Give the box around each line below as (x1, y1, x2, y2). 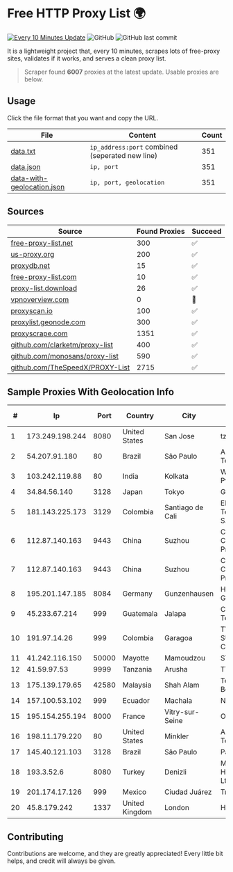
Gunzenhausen (164, 589, 214, 598)
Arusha (164, 665, 189, 674)
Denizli (164, 767, 187, 777)
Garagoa (164, 633, 193, 643)
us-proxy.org (10, 249, 55, 259)
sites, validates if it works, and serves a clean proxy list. (7, 54, 166, 63)
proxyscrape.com (10, 328, 68, 338)
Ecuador (122, 696, 150, 706)
